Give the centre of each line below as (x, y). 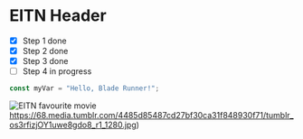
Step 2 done (45, 51)
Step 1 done (44, 41)
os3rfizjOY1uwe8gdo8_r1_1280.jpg (73, 125)
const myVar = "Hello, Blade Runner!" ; (85, 88)
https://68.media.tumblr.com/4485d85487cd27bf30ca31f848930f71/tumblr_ (151, 116)
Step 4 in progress (57, 71)
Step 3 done (45, 61)
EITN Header (58, 16)
